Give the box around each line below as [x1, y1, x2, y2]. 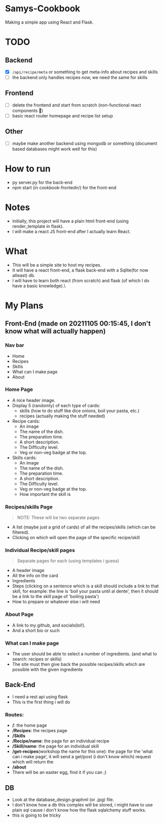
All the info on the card [12, 573, 59, 578]
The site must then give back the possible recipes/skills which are [12, 661, 145, 667]
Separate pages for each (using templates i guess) [17, 558, 119, 564]
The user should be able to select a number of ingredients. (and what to [12, 651, 157, 657]
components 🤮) [12, 108, 44, 113]
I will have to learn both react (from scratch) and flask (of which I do [12, 277, 149, 283]
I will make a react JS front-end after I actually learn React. [12, 228, 131, 234]
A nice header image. [12, 397, 55, 403]
